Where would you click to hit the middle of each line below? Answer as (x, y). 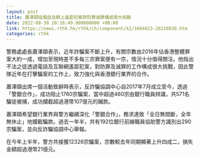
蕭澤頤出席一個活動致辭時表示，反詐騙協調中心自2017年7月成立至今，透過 (97, 86)
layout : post (22, 12)
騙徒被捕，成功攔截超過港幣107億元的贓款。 (60, 101)
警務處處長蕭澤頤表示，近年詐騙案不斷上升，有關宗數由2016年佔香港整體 (96, 52)
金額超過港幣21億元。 (32, 149)
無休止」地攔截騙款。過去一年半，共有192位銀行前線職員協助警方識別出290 (99, 122)
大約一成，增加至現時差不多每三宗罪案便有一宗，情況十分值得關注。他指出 (102, 59)
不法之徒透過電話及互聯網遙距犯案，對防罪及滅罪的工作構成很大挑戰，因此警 (100, 67)
